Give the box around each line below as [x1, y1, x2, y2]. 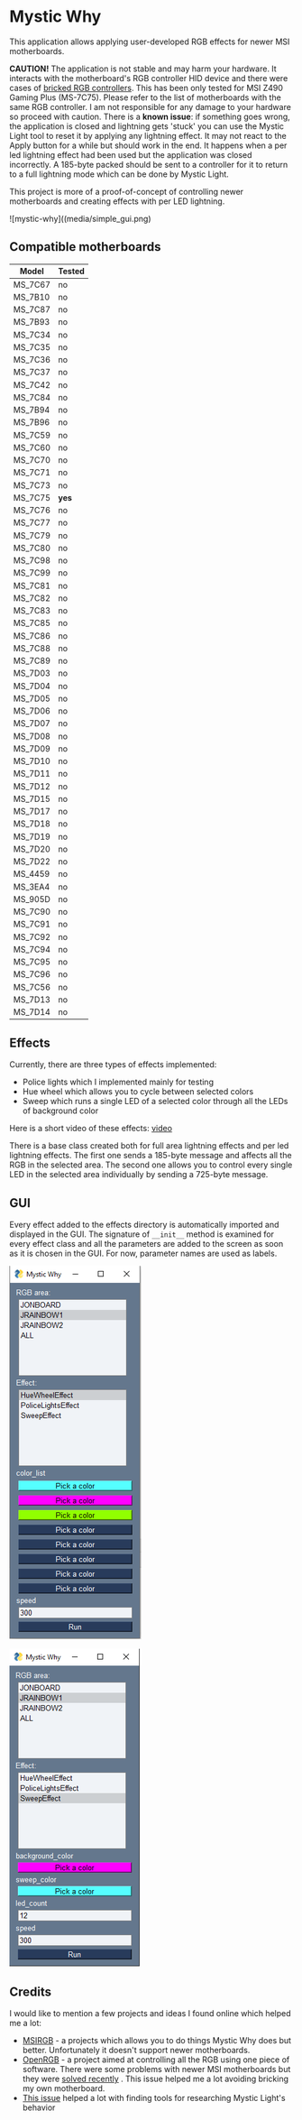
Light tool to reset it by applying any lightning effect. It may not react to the [9, 130, 287, 141]
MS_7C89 [13, 656, 51, 666]
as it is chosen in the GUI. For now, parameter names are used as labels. [9, 1248, 278, 1259]
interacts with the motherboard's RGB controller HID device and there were [9, 72, 288, 83]
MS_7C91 [13, 918, 51, 930]
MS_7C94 [13, 944, 51, 954]
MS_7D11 [13, 769, 51, 779]
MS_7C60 [13, 442, 51, 453]
